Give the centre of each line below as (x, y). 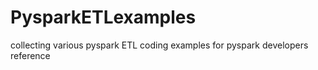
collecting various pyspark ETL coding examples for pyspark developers (159, 45)
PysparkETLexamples (103, 17)
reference (30, 55)
